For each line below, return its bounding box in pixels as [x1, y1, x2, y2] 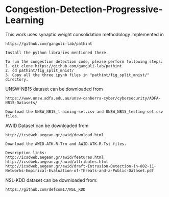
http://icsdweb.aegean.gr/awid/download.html [5, 132, 104, 137]
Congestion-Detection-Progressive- [5, 4, 163, 15]
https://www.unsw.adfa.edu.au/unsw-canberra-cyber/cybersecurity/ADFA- [5, 95, 161, 101]
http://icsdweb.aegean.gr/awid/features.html [5, 155, 104, 160]
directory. [5, 77, 29, 82]
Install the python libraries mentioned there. [5, 50, 109, 55]
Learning [5, 14, 44, 26]
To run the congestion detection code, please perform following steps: [5, 59, 163, 64]
